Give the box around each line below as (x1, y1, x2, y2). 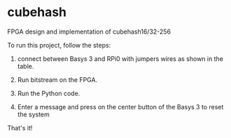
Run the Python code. (17, 89, 80, 97)
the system (17, 110, 50, 118)
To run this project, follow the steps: (7, 41, 111, 49)
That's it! (7, 123, 33, 132)
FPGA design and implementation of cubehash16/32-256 (7, 27, 171, 36)
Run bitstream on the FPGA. (17, 75, 98, 84)
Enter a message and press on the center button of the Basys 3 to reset (17, 102, 224, 111)
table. (17, 62, 34, 70)
